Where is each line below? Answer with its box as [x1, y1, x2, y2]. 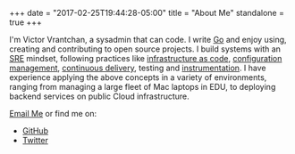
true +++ [9, 17, 43, 28]
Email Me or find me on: [9, 109, 97, 118]
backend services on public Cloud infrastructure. [9, 91, 190, 101]
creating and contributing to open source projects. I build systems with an [9, 44, 282, 54]
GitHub [21, 126, 49, 136]
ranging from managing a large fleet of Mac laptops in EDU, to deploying [9, 82, 276, 92]
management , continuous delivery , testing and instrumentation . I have [9, 62, 266, 73]
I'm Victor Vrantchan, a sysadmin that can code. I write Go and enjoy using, [9, 35, 288, 45]
